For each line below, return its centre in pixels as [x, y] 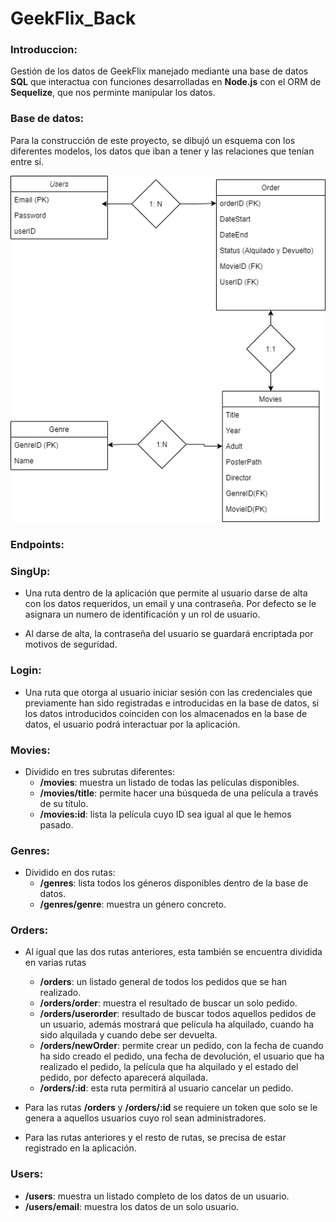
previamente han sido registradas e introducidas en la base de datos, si [172, 703]
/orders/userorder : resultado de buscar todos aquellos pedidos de [178, 1014]
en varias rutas [55, 963]
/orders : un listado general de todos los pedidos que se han [163, 982]
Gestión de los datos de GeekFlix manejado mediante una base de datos [159, 71]
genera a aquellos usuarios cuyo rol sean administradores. [145, 1118]
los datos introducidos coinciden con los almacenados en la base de [166, 713]
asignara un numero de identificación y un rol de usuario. [142, 614]
